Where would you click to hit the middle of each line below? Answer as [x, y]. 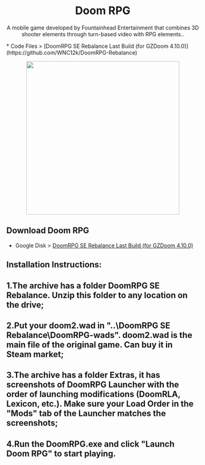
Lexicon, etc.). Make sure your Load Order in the [100, 404]
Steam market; [35, 354]
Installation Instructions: [54, 265]
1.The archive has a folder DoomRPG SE [83, 286]
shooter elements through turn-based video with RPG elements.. [103, 34]
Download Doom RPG [48, 231]
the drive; [25, 305]
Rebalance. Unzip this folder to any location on [97, 295]
